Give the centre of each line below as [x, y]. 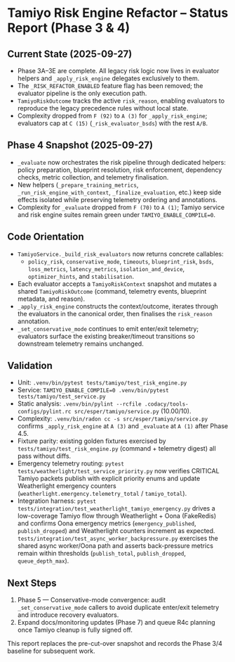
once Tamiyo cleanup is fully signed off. [75, 630]
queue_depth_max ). [43, 561]
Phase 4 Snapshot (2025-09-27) [80, 145]
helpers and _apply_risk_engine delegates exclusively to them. [108, 78]
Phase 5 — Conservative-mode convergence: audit [92, 600]
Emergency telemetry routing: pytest [71, 463]
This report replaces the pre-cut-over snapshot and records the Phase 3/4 [115, 644]
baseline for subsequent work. [52, 651]
